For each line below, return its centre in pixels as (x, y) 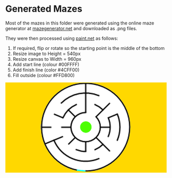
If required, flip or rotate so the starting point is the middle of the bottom (89, 48)
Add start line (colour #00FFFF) (46, 64)
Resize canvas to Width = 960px (47, 59)
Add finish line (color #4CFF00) (46, 70)
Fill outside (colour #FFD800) (44, 75)
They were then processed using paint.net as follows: (62, 38)
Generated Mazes (44, 9)
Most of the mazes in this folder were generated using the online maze (80, 23)
